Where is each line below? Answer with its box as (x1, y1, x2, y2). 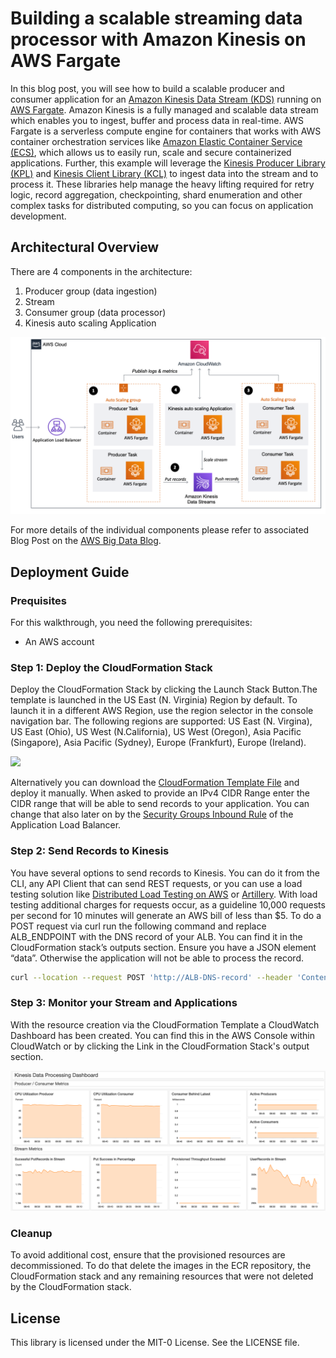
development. (10, 210, 67, 222)
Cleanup (10, 1227, 53, 1241)
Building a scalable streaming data (10, 7, 303, 30)
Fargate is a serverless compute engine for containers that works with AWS (10, 125, 322, 137)
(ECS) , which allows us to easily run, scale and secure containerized (10, 146, 292, 158)
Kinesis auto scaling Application (24, 317, 157, 329)
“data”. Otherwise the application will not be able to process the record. (10, 952, 304, 964)
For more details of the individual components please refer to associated (10, 524, 310, 536)
